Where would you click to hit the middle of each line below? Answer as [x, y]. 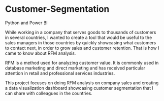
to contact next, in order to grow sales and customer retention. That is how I [82, 48]
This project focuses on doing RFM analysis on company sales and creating [82, 83]
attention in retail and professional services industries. [60, 73]
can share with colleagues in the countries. [49, 93]
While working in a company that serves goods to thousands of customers [81, 32]
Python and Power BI [26, 23]
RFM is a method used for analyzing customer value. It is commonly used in [82, 63]
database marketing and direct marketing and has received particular [75, 68]
